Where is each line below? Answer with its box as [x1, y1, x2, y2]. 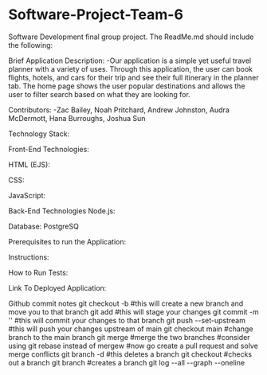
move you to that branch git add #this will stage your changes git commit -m [8, 307, 259, 316]
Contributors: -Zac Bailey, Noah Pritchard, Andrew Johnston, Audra [8, 105, 230, 115]
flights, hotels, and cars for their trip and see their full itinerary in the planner [8, 72, 259, 82]
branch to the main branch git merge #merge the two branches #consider [8, 332, 250, 342]
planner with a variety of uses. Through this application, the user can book [8, 64, 253, 73]
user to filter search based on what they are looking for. [8, 89, 191, 99]
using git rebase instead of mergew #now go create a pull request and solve [8, 341, 259, 350]
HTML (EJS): [8, 159, 50, 169]
